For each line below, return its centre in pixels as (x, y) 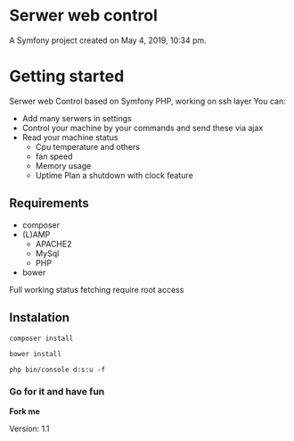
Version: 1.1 (30, 429)
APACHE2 (53, 244)
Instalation (39, 318)
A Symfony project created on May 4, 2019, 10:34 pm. (108, 40)
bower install (36, 354)
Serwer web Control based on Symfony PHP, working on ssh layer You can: (148, 101)
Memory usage (63, 165)
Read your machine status (70, 137)
